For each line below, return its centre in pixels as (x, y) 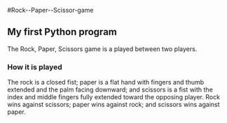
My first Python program (62, 32)
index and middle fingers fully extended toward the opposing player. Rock (114, 97)
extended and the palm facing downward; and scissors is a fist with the (110, 89)
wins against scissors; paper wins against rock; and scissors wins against (113, 105)
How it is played (35, 67)
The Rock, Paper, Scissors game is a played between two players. (102, 49)
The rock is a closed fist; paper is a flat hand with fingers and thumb (106, 82)
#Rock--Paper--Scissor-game (50, 10)
